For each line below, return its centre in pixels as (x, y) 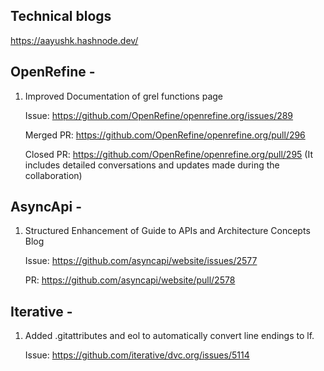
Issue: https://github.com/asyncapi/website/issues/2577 (141, 261)
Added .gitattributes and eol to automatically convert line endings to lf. (169, 336)
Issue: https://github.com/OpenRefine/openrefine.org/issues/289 (159, 115)
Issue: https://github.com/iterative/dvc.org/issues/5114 (137, 355)
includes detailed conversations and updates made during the (152, 165)
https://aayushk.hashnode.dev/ (74, 40)
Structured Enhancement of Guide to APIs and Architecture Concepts (167, 231)
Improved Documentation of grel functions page (124, 96)
